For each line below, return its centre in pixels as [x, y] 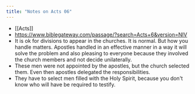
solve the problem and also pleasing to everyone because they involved [101, 53]
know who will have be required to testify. [65, 84]
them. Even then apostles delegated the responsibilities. [83, 72]
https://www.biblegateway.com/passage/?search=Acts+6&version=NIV [101, 34]
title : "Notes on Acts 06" [39, 11]
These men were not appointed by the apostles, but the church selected [102, 66]
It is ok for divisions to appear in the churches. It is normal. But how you [101, 41]
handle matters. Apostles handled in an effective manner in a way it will [100, 47]
